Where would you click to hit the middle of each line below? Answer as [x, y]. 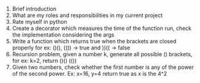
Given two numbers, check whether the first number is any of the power [103, 67]
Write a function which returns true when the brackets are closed [94, 41]
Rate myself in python [39, 22]
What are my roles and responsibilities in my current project [87, 15]
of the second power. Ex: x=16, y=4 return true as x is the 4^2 [89, 74]
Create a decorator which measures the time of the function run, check [102, 28]
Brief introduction [34, 9]
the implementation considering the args [63, 35]
